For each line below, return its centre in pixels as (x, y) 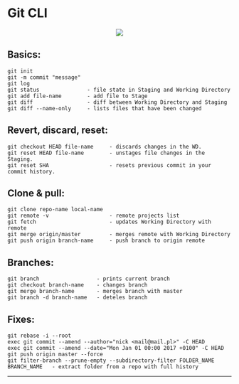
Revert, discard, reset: (58, 130)
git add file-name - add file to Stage (78, 96)
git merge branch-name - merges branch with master (95, 292)
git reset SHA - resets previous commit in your (110, 165)
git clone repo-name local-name (55, 210)
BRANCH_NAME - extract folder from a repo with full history (103, 367)
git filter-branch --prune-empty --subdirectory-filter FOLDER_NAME (111, 361)
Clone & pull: (36, 193)
